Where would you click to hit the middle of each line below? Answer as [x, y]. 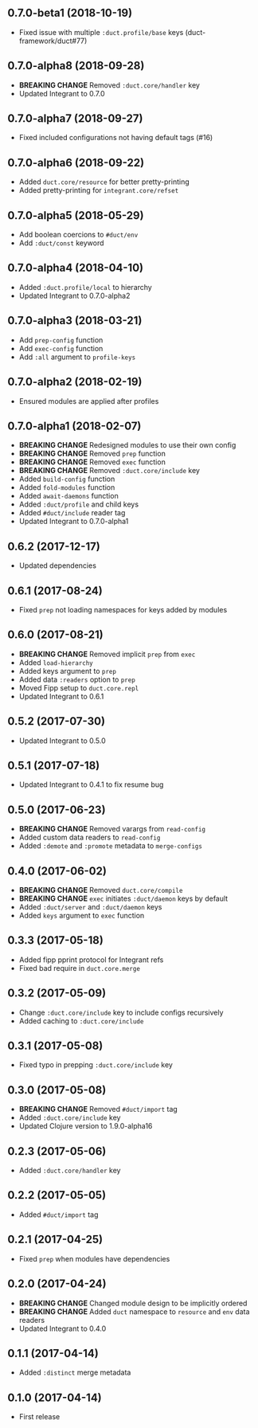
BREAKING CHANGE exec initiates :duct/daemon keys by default [123, 898]
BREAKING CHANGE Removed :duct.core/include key [109, 471]
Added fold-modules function [67, 487]
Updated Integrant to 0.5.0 [63, 741]
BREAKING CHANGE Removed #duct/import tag [98, 1109]
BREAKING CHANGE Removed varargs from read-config [112, 829]
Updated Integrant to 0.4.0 [63, 1328]
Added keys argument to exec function [82, 915]
